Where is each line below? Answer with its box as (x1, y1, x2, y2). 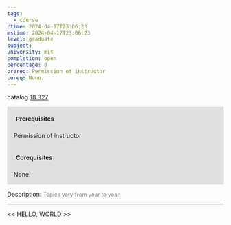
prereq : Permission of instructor (7, 68, 107, 75)
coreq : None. (7, 74, 45, 81)
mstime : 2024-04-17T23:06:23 (7, 29, 91, 37)
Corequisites (16, 154, 53, 162)
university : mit (7, 49, 54, 56)
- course (13, 17, 38, 23)
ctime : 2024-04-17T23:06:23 (7, 23, 88, 30)
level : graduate (7, 36, 54, 43)
